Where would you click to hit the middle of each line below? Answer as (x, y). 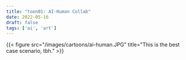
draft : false (22, 22)
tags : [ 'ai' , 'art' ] (32, 28)
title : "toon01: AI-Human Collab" (49, 11)
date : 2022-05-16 (27, 17)
